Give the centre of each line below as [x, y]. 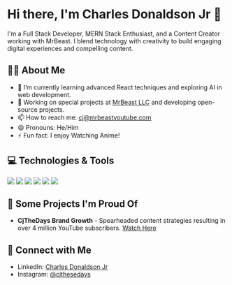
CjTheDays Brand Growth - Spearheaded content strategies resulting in [121, 221]
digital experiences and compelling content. [70, 48]
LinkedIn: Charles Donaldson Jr [63, 267]
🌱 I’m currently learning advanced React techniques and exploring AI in [119, 87]
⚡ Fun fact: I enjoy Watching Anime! [68, 135]
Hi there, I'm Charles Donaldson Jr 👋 [115, 14]
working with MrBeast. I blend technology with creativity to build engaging [114, 41]
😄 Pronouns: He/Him [48, 127]
